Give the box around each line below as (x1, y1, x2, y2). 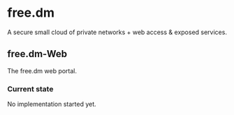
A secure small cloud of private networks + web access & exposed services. (7, 28, 227, 36)
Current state (7, 84, 54, 93)
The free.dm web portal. (7, 66, 78, 75)
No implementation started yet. (7, 100, 96, 109)
